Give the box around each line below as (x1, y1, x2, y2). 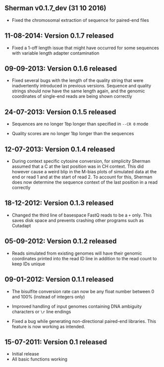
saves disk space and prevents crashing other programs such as (11, 217, 144, 223)
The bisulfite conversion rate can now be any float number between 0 (11, 288, 155, 294)
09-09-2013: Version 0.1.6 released (4, 65, 117, 73)
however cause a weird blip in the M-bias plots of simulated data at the (11, 169, 157, 175)
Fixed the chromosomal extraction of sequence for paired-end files (11, 17, 149, 23)
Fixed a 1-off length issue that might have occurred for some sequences (11, 45, 159, 51)
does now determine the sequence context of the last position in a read (11, 179, 158, 185)
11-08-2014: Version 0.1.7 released (4, 32, 114, 40)
